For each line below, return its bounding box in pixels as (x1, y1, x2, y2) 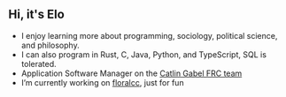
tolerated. (20, 58, 57, 69)
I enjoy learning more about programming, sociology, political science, (20, 30, 278, 41)
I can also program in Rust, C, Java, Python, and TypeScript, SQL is (20, 48, 267, 60)
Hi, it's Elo (8, 7, 66, 22)
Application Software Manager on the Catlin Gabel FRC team (20, 68, 243, 78)
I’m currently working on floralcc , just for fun (20, 77, 184, 87)
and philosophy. (20, 40, 81, 50)
